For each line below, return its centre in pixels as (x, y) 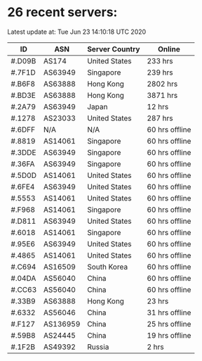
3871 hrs (162, 95)
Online (169, 49)
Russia (98, 347)
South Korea (108, 267)
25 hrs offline (169, 324)
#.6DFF (23, 129)
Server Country (114, 49)
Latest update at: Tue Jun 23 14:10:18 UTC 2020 (77, 32)
